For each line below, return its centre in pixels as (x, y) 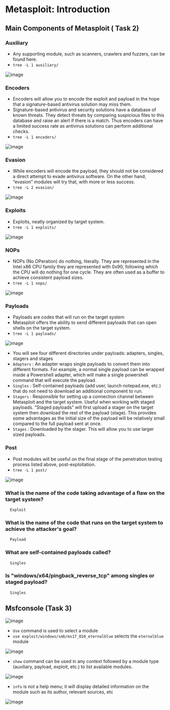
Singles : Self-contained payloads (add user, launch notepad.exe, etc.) (87, 386)
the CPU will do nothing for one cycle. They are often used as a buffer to (89, 272)
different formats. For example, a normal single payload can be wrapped (88, 370)
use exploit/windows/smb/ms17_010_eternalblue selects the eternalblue (88, 636)
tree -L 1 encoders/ (34, 137)
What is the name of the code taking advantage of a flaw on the (85, 493)
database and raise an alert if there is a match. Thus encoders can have (88, 120)
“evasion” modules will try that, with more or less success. (74, 182)
